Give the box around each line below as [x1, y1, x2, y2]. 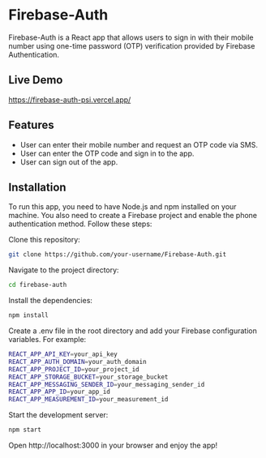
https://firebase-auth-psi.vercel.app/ [8, 95, 131, 105]
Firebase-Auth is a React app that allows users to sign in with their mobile [8, 32, 254, 42]
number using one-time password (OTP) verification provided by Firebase [8, 41, 255, 50]
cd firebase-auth [8, 281, 67, 289]
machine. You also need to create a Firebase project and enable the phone [8, 211, 258, 220]
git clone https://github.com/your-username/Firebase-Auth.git [8, 250, 227, 259]
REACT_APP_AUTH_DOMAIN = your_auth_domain [8, 357, 148, 366]
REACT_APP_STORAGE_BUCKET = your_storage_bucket [8, 373, 169, 381]
